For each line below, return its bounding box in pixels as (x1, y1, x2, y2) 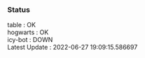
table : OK (7, 21, 36, 29)
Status (7, 5, 30, 15)
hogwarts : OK (7, 28, 49, 36)
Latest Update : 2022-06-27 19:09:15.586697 (7, 43, 138, 52)
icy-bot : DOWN (7, 36, 53, 44)
